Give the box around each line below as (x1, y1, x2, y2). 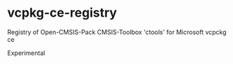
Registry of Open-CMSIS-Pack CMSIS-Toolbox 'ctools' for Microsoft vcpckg (7, 28, 227, 36)
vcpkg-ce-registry (7, 5, 118, 21)
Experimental (7, 49, 45, 57)
